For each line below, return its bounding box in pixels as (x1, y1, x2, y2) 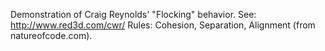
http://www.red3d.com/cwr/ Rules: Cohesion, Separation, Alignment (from (10, 19, 316, 31)
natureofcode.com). (10, 30, 93, 41)
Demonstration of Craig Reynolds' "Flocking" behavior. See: (10, 9, 257, 20)
